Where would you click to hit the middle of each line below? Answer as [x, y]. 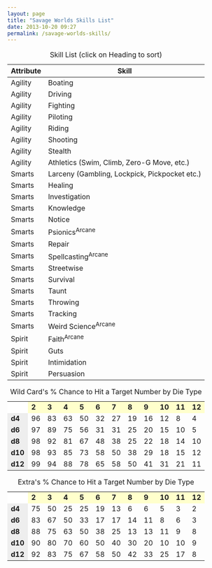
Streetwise [66, 268]
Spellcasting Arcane [78, 256]
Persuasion [66, 374]
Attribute [26, 71]
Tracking [62, 313]
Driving [60, 94]
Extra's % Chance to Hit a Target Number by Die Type [106, 482]
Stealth [59, 151]
